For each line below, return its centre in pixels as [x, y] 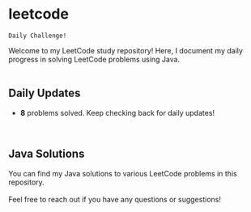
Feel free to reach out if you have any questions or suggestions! [115, 199]
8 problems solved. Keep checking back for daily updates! [117, 112]
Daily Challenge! [38, 36]
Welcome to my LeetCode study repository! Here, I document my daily [125, 50]
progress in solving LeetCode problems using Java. [94, 59]
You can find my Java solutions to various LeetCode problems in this [123, 173]
